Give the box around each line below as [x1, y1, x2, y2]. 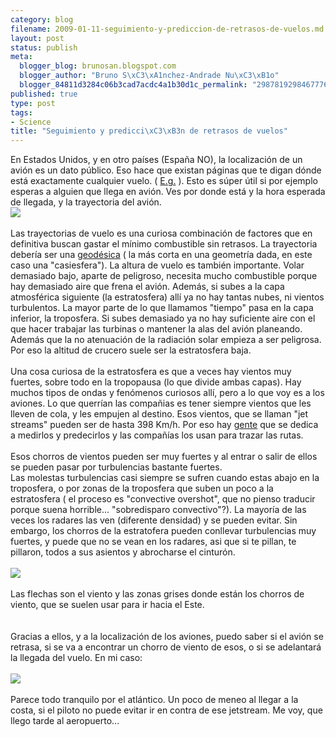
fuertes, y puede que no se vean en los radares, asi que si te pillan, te [10, 536, 297, 548]
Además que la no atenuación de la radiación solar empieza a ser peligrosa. [10, 334, 322, 346]
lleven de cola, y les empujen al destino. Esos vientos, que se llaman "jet [10, 408, 309, 420]
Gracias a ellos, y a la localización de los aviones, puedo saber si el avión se [10, 631, 324, 643]
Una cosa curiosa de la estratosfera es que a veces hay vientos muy [10, 366, 292, 378]
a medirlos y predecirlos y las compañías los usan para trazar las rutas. [10, 429, 304, 441]
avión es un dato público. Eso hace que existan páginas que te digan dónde [10, 164, 322, 176]
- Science [10, 117, 52, 127]
